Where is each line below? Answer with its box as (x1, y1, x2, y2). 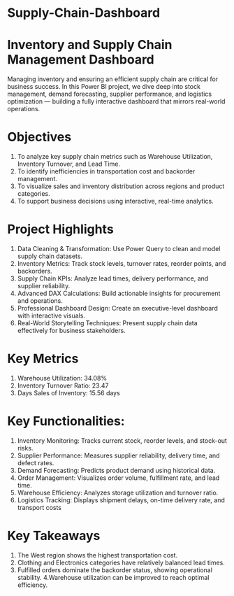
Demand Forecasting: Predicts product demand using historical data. (17, 466, 216, 474)
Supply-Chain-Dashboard (7, 5, 161, 21)
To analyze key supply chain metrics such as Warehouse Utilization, (17, 152, 213, 161)
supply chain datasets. (17, 252, 82, 260)
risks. (17, 444, 34, 452)
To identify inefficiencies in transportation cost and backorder (17, 167, 196, 176)
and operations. (17, 297, 63, 305)
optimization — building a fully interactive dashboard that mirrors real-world (7, 97, 226, 106)
